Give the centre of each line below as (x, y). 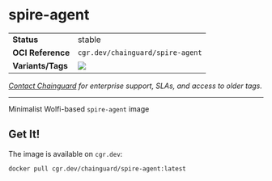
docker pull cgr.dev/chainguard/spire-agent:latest (97, 168)
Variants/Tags (40, 65)
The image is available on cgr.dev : (66, 154)
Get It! (24, 135)
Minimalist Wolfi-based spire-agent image (79, 109)
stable (89, 40)
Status (25, 40)
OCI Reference (41, 53)
